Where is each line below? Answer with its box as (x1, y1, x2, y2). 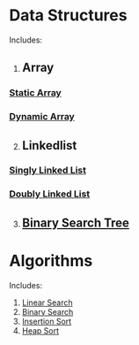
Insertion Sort (21, 316, 72, 326)
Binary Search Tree (21, 215, 130, 230)
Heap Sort (21, 325, 60, 336)
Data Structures (9, 5, 128, 26)
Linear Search (21, 297, 73, 308)
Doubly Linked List (9, 188, 91, 200)
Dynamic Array (9, 111, 75, 123)
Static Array (9, 87, 62, 99)
